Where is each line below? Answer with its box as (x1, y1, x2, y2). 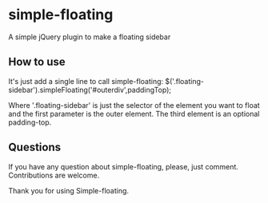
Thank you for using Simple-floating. (8, 185, 130, 195)
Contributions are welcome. (8, 170, 100, 180)
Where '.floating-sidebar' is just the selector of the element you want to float (8, 100, 260, 109)
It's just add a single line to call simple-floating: (8, 76, 164, 86)
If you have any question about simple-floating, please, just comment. (8, 161, 238, 171)
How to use (8, 55, 66, 69)
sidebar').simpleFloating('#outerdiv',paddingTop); (8, 85, 172, 94)
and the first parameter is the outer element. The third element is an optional (8, 109, 260, 118)
